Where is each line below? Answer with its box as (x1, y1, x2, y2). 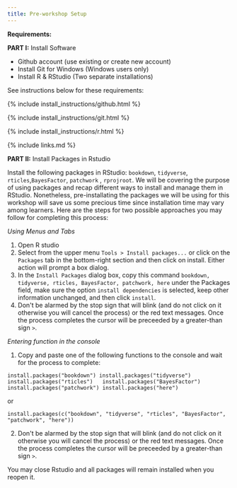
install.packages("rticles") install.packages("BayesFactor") (7, 378, 201, 385)
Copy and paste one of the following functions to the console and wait (17, 351, 223, 359)
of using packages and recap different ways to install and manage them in (7, 183, 224, 192)
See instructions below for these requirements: (7, 86, 144, 94)
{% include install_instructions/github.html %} (7, 100, 141, 108)
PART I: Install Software (7, 43, 76, 52)
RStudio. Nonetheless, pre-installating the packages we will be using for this (7, 190, 230, 199)
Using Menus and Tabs (7, 227, 76, 236)
